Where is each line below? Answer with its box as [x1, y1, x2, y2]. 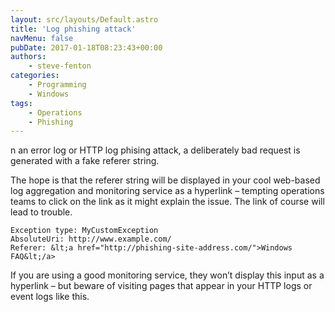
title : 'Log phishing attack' [10, 24, 137, 34]
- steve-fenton [28, 61, 92, 71]
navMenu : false [10, 33, 74, 43]
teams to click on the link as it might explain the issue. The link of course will [10, 196, 325, 208]
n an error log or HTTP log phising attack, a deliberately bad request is [10, 144, 301, 156]
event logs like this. [10, 291, 90, 303]
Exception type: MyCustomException [10, 226, 159, 236]
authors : [10, 52, 47, 62]
